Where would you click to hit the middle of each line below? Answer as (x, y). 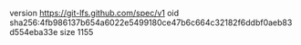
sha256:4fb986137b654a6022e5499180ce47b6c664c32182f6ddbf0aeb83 (151, 22)
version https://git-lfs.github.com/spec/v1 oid (94, 13)
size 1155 (77, 32)
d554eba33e (34, 32)
